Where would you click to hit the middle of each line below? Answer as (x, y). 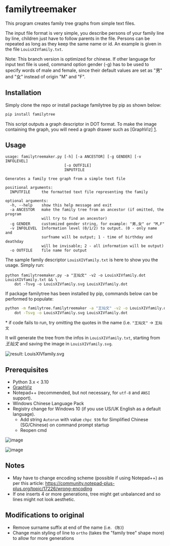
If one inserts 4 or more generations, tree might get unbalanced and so (87, 494)
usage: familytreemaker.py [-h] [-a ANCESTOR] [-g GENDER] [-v (73, 157)
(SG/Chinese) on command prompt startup (65, 425)
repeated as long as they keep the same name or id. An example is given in (83, 43)
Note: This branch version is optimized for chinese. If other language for (80, 59)
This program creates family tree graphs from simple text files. (70, 23)
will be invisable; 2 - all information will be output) (103, 246)
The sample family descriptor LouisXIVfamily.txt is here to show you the (82, 260)
